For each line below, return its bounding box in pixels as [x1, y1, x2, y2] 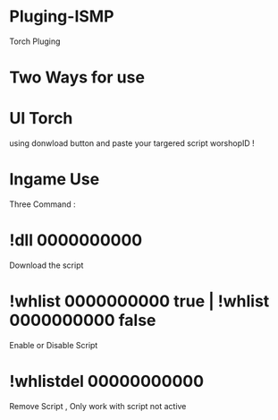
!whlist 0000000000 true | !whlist [9, 291, 270, 312]
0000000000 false [9, 311, 156, 330]
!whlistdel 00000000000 [9, 372, 204, 391]
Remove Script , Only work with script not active [9, 400, 187, 411]
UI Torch [9, 108, 73, 129]
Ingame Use [9, 169, 100, 190]
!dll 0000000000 [9, 230, 143, 251]
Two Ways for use [9, 67, 146, 88]
